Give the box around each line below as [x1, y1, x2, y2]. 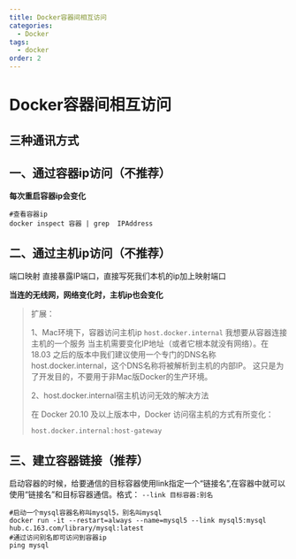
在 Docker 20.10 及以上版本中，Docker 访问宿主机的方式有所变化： [30, 409, 274, 420]
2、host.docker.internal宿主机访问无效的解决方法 [30, 390, 209, 401]
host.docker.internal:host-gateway [30, 426, 163, 436]
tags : [9, 37, 29, 47]
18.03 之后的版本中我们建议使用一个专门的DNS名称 [30, 349, 216, 360]
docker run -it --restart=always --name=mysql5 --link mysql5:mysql [9, 517, 267, 525]
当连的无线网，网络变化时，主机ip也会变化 [9, 289, 163, 301]
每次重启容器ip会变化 [9, 191, 87, 202]
